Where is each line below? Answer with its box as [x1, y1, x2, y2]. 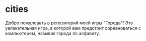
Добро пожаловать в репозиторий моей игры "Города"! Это [5, 20, 133, 26]
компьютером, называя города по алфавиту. [5, 30, 100, 36]
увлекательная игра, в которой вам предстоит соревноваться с [5, 25, 142, 31]
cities [5, 3, 29, 15]
